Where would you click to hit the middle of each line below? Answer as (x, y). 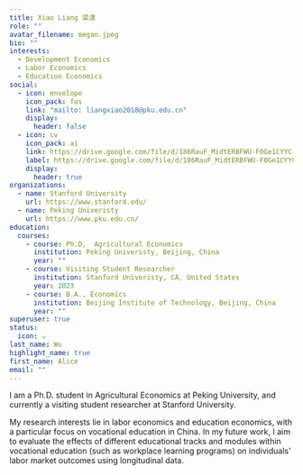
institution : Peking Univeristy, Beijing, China (126, 252)
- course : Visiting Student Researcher (101, 269)
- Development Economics (64, 59)
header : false (60, 127)
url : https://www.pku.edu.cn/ (83, 219)
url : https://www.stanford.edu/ (86, 202)
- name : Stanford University (72, 194)
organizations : (38, 186)
